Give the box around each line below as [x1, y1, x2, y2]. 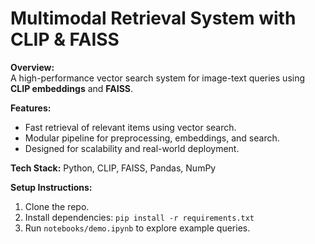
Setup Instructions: [10, 181, 93, 193]
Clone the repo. [24, 200, 90, 212]
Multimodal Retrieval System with [10, 7, 297, 30]
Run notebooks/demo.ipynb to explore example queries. [24, 222, 251, 234]
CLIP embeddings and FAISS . [10, 82, 134, 94]
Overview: [10, 61, 55, 73]
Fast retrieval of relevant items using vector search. [24, 121, 237, 133]
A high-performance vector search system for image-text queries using [10, 72, 306, 84]
